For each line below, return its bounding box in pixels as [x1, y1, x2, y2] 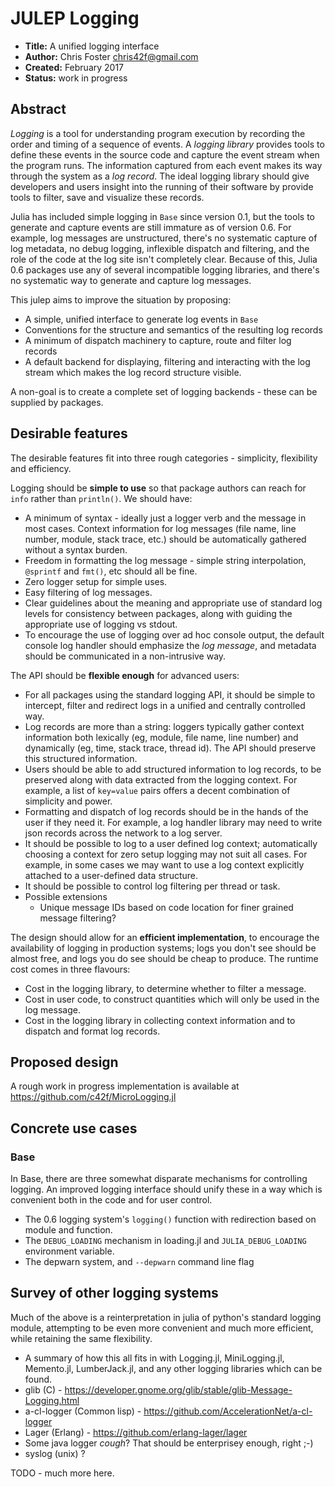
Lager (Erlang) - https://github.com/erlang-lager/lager [24, 1426, 248, 1438]
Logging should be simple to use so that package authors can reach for [10, 482, 307, 494]
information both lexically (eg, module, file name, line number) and [24, 731, 299, 743]
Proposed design [10, 1053, 119, 1071]
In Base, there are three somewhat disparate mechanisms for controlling [10, 1173, 308, 1185]
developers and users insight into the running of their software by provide [10, 180, 314, 192]
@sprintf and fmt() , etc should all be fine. [24, 565, 198, 577]
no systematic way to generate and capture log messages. [10, 274, 252, 286]
